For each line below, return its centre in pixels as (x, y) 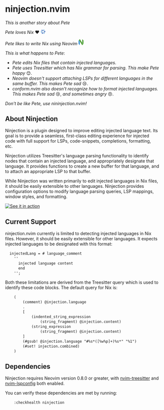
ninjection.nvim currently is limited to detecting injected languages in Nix (78, 234)
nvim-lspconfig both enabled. (35, 383)
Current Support (31, 221)
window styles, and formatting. (36, 197)
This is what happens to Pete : (35, 53)
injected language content (46, 264)
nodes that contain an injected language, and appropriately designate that (80, 161)
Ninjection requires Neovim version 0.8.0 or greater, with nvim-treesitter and (82, 378)
